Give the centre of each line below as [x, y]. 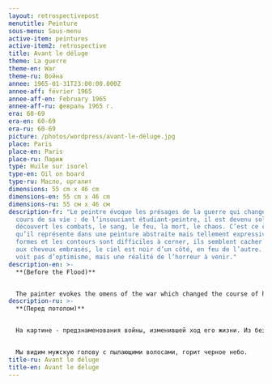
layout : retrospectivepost [54, 16]
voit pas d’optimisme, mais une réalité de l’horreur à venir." [126, 257]
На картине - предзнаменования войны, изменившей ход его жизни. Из [134, 331]
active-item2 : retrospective [57, 46]
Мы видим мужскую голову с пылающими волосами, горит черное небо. [132, 352]
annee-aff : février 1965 [50, 91]
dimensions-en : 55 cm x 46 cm [59, 196]
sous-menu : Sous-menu [45, 31]
